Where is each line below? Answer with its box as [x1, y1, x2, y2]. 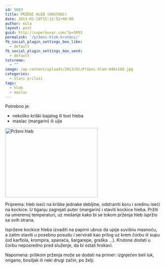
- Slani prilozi [9, 76, 43, 81]
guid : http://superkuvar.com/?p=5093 [5, 30, 83, 35]
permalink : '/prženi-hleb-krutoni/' [5, 35, 80, 40]
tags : [5, 80, 16, 85]
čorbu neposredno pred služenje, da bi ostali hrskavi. [5, 242, 113, 248]
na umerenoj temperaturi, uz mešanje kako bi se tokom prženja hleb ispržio [5, 212, 158, 218]
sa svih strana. [5, 217, 35, 223]
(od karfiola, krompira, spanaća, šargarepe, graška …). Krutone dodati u [5, 237, 151, 243]
